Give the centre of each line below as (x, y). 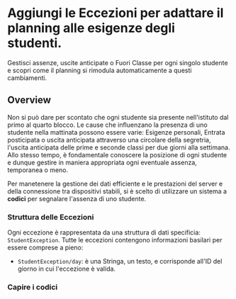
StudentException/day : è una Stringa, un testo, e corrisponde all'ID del (120, 261)
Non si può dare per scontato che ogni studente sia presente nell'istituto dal (118, 117)
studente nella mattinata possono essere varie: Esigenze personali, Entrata (116, 132)
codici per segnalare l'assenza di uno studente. (77, 198)
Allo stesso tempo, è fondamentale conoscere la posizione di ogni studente (117, 154)
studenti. (35, 43)
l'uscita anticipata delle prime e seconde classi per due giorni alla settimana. (119, 147)
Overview (29, 100)
